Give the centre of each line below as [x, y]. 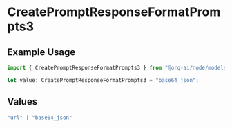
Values [22, 102]
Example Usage [41, 52]
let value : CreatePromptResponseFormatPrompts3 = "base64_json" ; [103, 80]
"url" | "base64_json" [40, 118]
